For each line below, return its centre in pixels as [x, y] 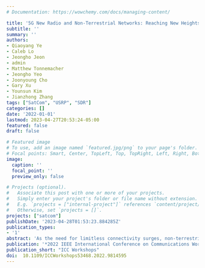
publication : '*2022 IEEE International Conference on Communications [98, 244]
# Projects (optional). [37, 187]
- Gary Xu [19, 86]
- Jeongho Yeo [24, 74]
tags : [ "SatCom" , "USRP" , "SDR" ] [49, 103]
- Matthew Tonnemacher [35, 69]
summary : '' [21, 34]
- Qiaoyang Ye [24, 46]
